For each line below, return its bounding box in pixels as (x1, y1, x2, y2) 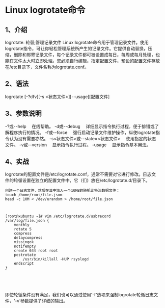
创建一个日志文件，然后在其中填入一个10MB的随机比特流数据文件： (5, 188, 120, 193)
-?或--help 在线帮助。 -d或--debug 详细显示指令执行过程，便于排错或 (5, 123, 155, 129)
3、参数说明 (5, 109, 42, 118)
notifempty (14, 244, 36, 249)
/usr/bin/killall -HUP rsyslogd (23, 257, 89, 262)
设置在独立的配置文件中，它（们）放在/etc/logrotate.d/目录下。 (22, 178, 150, 183)
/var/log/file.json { (5, 218, 50, 223)
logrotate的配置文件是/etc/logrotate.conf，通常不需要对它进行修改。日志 (5, 171, 152, 177)
